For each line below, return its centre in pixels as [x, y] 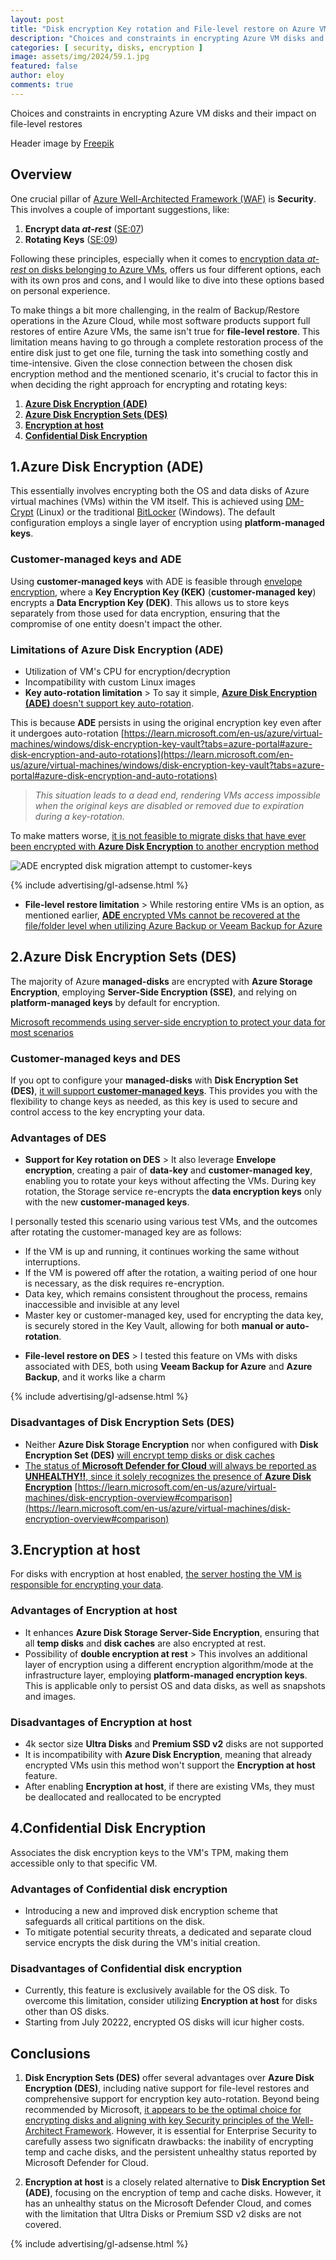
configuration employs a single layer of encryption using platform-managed [167, 523]
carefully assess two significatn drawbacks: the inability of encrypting [169, 2142]
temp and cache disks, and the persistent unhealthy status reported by [170, 2152]
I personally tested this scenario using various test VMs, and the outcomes [164, 1222]
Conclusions [50, 2053]
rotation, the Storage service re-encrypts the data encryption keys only [173, 1192]
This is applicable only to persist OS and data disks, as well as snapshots [175, 1685]
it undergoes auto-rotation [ [67, 733]
